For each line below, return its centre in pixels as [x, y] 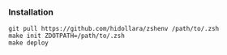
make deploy [28, 43]
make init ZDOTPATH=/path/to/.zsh [67, 36]
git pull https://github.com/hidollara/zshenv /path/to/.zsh [114, 29]
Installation [31, 12]
